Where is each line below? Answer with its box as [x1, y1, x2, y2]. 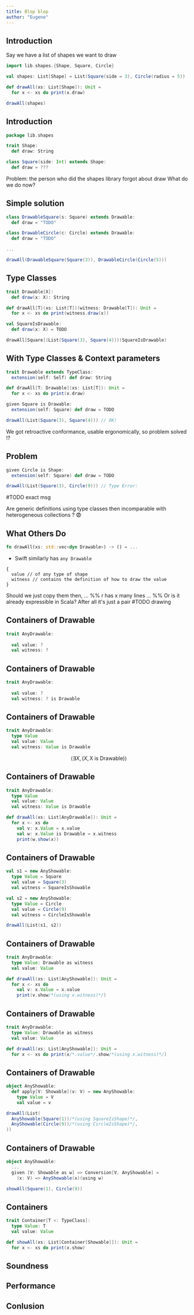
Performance [6, 1281, 56, 1291]
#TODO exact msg [6, 494, 51, 501]
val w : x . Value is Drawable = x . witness [16, 831, 117, 837]
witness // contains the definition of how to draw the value [11, 576, 167, 582]
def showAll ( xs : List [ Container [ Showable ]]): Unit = [6, 1239, 138, 1245]
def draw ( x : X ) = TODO [11, 326, 67, 333]
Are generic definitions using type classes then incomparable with [6, 505, 166, 513]
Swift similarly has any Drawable [14, 554, 92, 561]
